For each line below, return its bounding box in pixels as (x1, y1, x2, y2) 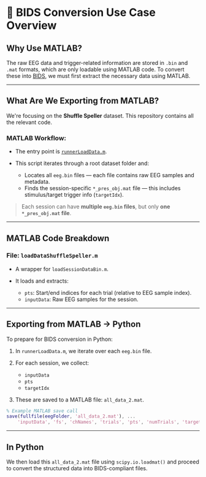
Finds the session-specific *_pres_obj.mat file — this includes (24, 185, 181, 192)
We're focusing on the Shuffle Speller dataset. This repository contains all (6, 112, 194, 119)
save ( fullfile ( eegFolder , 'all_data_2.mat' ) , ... (6, 413, 136, 419)
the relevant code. (6, 118, 53, 126)
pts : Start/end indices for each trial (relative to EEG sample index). (24, 289, 192, 296)
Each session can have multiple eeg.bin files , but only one (21, 203, 170, 210)
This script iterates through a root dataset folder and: (15, 159, 149, 167)
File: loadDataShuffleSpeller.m (6, 251, 98, 260)
